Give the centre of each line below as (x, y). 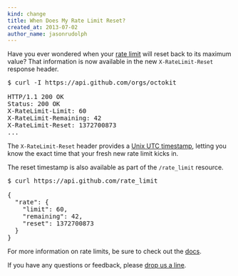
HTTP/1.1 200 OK (36, 97)
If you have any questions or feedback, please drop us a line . (97, 265)
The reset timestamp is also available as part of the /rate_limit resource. (115, 167)
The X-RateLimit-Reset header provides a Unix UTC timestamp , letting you (117, 146)
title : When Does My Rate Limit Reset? (67, 21)
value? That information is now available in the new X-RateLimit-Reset (110, 62)
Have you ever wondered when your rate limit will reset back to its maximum (119, 54)
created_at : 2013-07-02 (43, 27)
